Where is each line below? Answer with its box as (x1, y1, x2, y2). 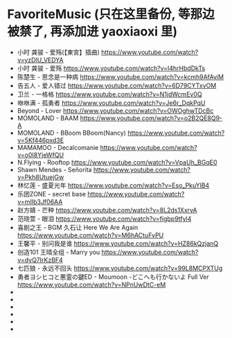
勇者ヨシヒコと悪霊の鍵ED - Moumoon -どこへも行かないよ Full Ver (17, 272, 210, 281)
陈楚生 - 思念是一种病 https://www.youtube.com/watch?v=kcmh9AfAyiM (17, 72, 224, 81)
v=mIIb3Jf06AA (17, 197, 63, 205)
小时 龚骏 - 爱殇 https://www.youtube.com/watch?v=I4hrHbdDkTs (17, 64, 206, 72)
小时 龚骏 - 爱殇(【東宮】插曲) (17, 48, 100, 56)
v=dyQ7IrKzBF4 (17, 255, 64, 264)
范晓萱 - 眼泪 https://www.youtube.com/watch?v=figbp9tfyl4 (17, 214, 192, 223)
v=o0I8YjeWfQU (17, 151, 64, 159)
